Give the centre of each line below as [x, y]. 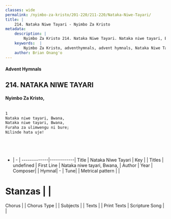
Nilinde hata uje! [25, 132]
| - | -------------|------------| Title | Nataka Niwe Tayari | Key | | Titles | [88, 160]
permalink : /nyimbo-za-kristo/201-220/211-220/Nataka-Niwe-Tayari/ [78, 15]
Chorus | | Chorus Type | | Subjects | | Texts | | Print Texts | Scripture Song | [85, 205]
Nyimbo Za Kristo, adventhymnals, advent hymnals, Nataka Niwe [92, 48]
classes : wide [20, 10]
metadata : [16, 29]
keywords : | [28, 43]
